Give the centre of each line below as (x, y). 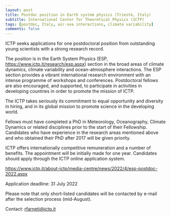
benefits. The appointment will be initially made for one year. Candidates (81, 153)
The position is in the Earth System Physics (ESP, (57, 59)
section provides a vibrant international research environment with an (78, 75)
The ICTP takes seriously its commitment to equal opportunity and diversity (84, 101)
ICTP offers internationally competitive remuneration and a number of (78, 148)
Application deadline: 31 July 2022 (41, 184)
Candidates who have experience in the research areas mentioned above (82, 132)
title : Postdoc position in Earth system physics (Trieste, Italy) (78, 15)
